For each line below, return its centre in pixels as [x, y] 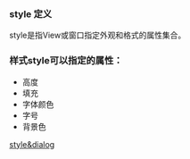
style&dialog [32, 144]
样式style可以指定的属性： [66, 61]
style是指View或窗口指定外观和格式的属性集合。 [98, 35]
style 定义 [31, 13]
